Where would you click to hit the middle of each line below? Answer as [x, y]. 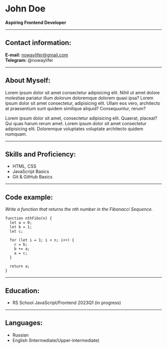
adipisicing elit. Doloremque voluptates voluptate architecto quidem [74, 129]
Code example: [29, 197]
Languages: [24, 323]
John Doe [25, 9]
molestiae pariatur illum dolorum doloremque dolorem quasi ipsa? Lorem [79, 98]
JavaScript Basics [31, 172]
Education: [22, 290]
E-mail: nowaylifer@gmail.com [37, 55]
